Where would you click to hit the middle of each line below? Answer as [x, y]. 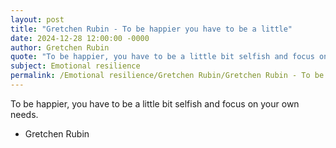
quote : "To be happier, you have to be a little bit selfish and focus [162, 57]
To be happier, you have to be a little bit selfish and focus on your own [155, 103]
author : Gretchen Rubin [60, 47]
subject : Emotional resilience [75, 66]
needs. [24, 114]
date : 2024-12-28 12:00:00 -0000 [80, 38]
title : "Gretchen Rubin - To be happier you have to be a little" [151, 29]
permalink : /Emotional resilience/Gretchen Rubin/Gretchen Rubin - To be [167, 76]
